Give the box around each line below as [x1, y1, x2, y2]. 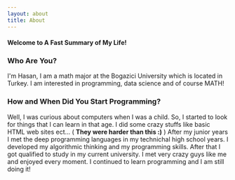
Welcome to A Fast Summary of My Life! [7, 39, 127, 47]
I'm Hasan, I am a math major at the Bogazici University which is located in [7, 71, 223, 81]
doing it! [7, 165, 32, 173]
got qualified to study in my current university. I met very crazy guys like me [7, 150, 227, 158]
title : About [7, 17, 46, 24]
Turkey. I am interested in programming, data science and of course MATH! [7, 79, 224, 88]
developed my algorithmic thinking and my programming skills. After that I [7, 142, 221, 151]
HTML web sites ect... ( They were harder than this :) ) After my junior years [7, 127, 228, 136]
